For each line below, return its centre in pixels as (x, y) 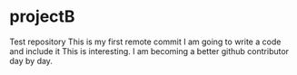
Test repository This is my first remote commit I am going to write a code (145, 42)
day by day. (31, 61)
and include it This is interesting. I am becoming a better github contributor (149, 51)
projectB (42, 17)
